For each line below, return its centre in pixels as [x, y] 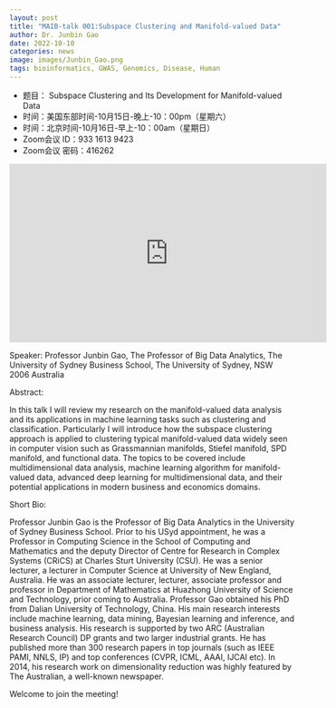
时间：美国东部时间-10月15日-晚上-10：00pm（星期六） [126, 116]
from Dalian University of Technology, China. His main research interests [145, 608]
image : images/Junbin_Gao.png [67, 60]
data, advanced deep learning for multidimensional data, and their [159, 477]
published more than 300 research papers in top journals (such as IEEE [142, 647]
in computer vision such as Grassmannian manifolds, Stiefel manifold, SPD [148, 448]
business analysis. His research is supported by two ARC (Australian [137, 628]
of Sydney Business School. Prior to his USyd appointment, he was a [137, 531]
